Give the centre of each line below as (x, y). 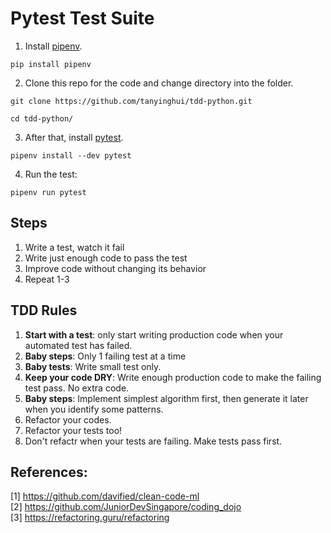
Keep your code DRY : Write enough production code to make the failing (173, 377)
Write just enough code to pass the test (106, 258)
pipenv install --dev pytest (71, 155)
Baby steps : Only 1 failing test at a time (105, 356)
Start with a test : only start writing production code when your (154, 334)
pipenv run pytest (48, 192)
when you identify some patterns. (94, 409)
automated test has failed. (78, 345)
